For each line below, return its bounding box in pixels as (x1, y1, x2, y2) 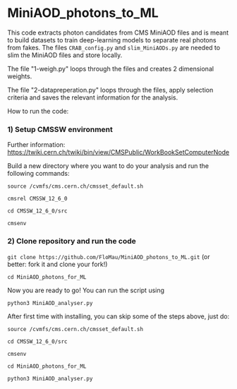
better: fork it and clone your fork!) (7, 260, 108, 268)
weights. (7, 72, 32, 80)
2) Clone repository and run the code (7, 237, 136, 246)
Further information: (7, 140, 66, 149)
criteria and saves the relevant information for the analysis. (7, 93, 178, 102)
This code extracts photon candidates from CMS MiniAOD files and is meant (7, 28, 229, 37)
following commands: (7, 169, 70, 178)
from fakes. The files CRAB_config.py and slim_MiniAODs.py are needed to (7, 43, 221, 52)
